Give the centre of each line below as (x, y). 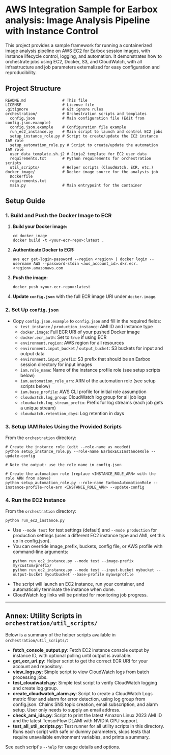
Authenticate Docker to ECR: (44, 250)
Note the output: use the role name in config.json (66, 465)
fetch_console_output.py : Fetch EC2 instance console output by (81, 650)
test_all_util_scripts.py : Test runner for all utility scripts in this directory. (88, 726)
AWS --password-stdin (56, 264)
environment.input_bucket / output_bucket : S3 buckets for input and (92, 348)
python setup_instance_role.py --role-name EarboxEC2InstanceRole (77, 452)
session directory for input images (56, 364)
